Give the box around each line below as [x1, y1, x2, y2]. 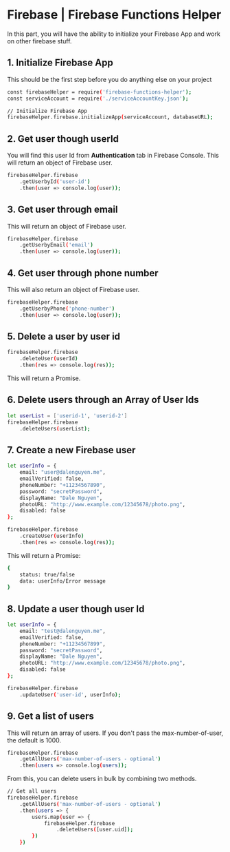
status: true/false [19, 571, 76, 578]
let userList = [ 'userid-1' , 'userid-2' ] [7, 412, 128, 419]
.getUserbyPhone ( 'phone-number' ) [19, 305, 115, 312]
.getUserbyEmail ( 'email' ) [19, 242, 94, 249]
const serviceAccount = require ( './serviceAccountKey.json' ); [7, 95, 189, 102]
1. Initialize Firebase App [7, 57, 113, 69]
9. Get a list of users [7, 710, 95, 723]
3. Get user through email [7, 204, 118, 216]
